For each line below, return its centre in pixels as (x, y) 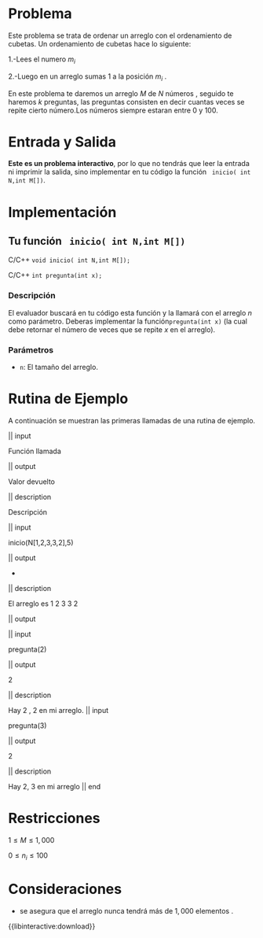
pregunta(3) (27, 726)
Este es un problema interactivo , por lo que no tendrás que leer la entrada (129, 164)
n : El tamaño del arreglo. (58, 367)
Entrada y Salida (62, 142)
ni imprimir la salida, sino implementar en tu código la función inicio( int (130, 172)
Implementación (62, 212)
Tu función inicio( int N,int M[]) (97, 241)
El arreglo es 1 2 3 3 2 (43, 604)
